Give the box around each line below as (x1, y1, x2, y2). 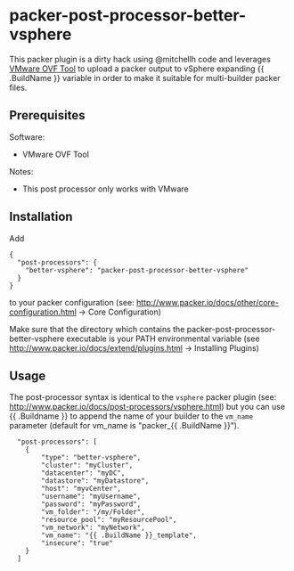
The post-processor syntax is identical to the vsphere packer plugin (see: (9, 392, 277, 403)
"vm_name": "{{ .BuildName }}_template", (41, 531, 198, 540)
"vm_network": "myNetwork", (41, 523, 145, 533)
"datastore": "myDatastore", (41, 477, 150, 485)
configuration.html (9, 306, 78, 317)
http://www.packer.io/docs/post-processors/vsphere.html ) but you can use (9, 402, 286, 412)
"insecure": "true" (41, 539, 114, 548)
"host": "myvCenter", (41, 485, 122, 494)
